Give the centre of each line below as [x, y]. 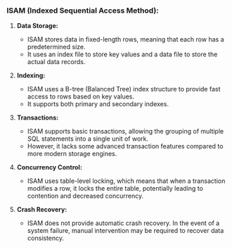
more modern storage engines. [72, 154]
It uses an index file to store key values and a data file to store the [122, 54]
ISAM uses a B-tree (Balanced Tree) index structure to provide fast [124, 89]
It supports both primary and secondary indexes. [98, 104]
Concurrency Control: [49, 167]
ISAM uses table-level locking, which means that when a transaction [126, 181]
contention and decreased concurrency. [85, 196]
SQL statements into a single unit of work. [88, 139]
